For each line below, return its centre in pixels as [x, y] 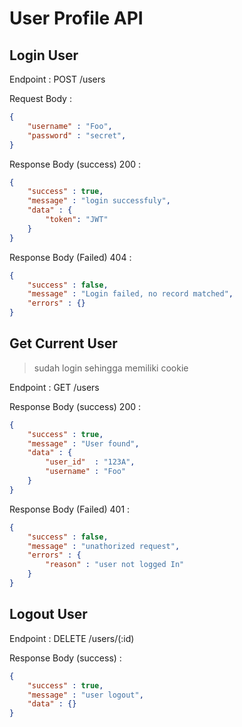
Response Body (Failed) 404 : [70, 257]
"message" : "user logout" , [85, 695]
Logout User [48, 614]
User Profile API [76, 18]
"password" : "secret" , [77, 135]
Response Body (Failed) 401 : [70, 509]
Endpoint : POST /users [57, 79]
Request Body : [40, 98]
